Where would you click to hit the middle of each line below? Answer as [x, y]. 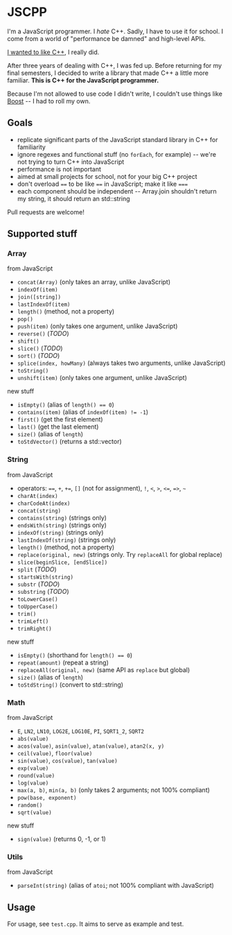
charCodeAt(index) [44, 504]
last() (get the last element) [58, 427]
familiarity [32, 147]
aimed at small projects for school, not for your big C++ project [107, 176]
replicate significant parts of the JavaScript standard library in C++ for [117, 139]
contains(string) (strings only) [62, 517]
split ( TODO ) [37, 569]
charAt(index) [37, 496]
